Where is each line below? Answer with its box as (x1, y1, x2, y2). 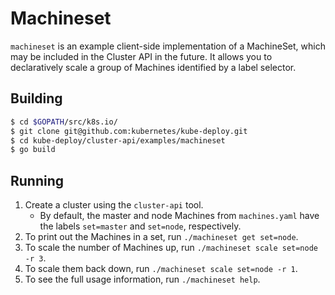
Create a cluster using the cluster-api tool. (24, 199, 204, 211)
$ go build (10, 145, 56, 155)
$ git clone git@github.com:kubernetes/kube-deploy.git (10, 126, 248, 136)
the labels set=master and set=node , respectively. (39, 220, 242, 232)
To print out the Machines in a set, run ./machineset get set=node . (24, 231, 299, 243)
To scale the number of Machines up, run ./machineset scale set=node (24, 242, 318, 254)
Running (10, 172, 65, 189)
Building (10, 90, 63, 107)
